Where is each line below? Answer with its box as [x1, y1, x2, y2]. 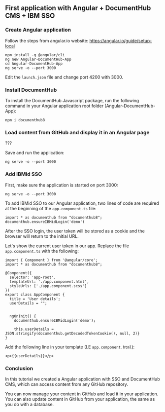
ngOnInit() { [9, 313, 36, 319]
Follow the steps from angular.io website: [5, 37, 89, 43]
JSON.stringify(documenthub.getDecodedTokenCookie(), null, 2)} [5, 331, 140, 336]
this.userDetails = [14, 327, 54, 332]
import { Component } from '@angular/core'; [5, 258, 98, 262]
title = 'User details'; [9, 296, 61, 301]
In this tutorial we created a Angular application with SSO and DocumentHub [5, 376, 160, 382]
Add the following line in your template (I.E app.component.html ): [5, 344, 135, 350]
